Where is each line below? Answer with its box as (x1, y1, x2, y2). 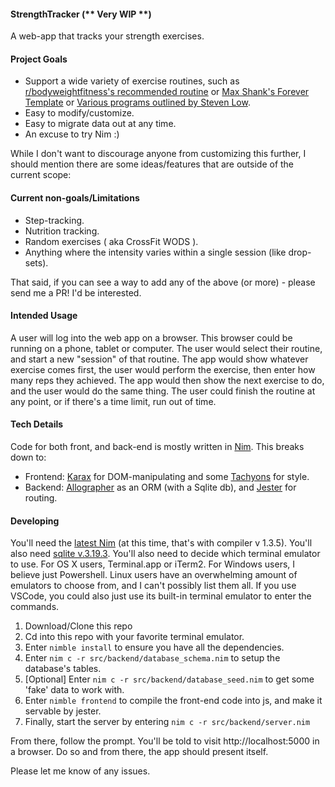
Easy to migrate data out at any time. (24, 118, 177, 130)
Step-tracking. (24, 214, 85, 226)
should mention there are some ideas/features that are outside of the (10, 158, 295, 170)
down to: (10, 451, 47, 464)
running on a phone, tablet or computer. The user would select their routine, (10, 342, 323, 354)
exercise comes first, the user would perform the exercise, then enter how (10, 363, 316, 375)
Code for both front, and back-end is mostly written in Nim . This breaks (10, 441, 305, 453)
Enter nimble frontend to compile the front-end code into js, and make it (24, 695, 323, 707)
